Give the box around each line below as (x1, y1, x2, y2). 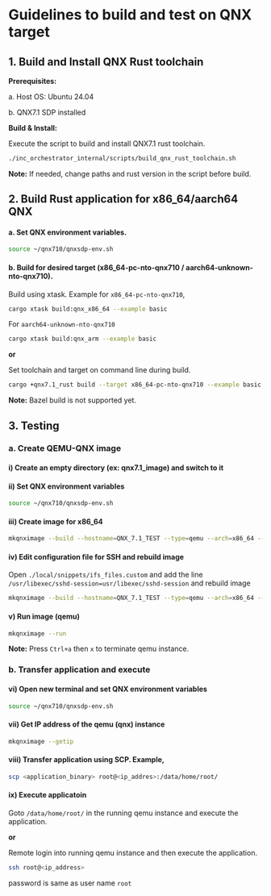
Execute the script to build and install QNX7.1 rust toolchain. (8, 139, 206, 148)
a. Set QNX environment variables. (8, 227, 127, 237)
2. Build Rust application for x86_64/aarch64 (8, 192, 239, 206)
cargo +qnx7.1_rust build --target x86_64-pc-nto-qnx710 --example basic (8, 381, 262, 389)
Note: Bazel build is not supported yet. (8, 395, 137, 405)
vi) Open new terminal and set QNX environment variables (8, 684, 208, 694)
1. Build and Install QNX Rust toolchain (8, 55, 204, 69)
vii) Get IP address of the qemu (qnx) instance (8, 719, 165, 729)
